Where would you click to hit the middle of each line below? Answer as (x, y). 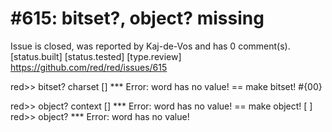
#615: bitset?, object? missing (137, 18)
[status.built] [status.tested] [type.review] (96, 56)
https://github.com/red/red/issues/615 (89, 67)
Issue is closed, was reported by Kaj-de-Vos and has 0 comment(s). (150, 46)
